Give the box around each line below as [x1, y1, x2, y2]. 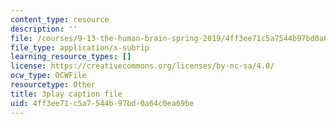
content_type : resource [10, 14, 110, 25]
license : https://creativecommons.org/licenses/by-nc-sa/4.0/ [10, 61, 275, 71]
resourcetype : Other [10, 80, 97, 90]
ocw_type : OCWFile [10, 71, 87, 81]
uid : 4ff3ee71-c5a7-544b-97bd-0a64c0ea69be [10, 98, 195, 108]
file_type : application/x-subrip [10, 42, 150, 53]
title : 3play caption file [10, 89, 123, 99]
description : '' [10, 24, 78, 34]
